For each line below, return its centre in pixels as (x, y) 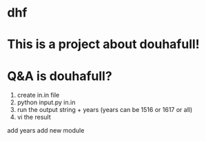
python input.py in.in (46, 102)
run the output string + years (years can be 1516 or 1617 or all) (105, 110)
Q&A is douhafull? (60, 76)
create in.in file (38, 95)
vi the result (34, 117)
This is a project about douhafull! (103, 45)
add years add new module (46, 131)
